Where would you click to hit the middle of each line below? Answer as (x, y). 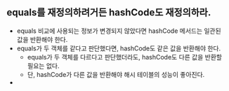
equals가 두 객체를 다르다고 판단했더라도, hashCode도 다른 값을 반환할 (125, 57)
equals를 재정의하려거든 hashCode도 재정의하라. (109, 13)
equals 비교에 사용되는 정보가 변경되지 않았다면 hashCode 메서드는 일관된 (119, 31)
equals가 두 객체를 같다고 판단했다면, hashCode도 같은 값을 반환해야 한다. (119, 48)
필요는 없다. (43, 66)
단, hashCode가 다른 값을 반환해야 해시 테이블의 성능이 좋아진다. (116, 74)
